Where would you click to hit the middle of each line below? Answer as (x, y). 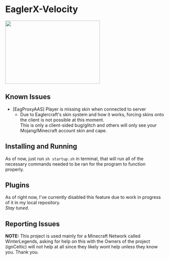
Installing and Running (41, 147)
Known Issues (28, 97)
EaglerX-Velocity (42, 9)
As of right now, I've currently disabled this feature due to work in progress (83, 197)
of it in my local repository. (33, 202)
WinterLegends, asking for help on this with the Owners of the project (78, 241)
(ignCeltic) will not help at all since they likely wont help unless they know (81, 247)
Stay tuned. (17, 208)
